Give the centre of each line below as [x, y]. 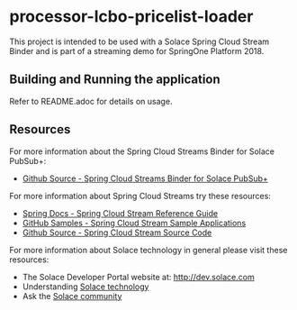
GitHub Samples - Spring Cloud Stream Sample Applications [134, 223]
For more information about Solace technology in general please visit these [148, 250]
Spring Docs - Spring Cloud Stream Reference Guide [120, 213]
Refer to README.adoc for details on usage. [91, 101]
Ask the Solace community [72, 296]
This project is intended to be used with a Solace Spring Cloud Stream [139, 41]
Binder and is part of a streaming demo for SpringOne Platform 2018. [137, 50]
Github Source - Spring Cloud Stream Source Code [117, 232]
